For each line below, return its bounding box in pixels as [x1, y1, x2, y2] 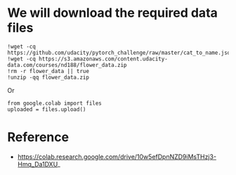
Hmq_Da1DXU [17, 160, 58, 168]
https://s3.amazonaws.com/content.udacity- [38, 55, 169, 63]
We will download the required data [7, 5, 218, 21]
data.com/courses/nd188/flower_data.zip [7, 61, 128, 68]
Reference [7, 129, 69, 145]
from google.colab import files [7, 100, 102, 107]
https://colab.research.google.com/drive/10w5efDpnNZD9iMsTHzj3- [17, 153, 216, 161]
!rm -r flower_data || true [7, 67, 90, 74]
